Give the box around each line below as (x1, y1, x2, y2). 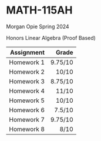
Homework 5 (9, 96, 45, 105)
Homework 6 (9, 106, 45, 114)
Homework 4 (9, 86, 45, 95)
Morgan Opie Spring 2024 (6, 23, 69, 30)
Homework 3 (9, 77, 45, 85)
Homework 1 (9, 58, 45, 66)
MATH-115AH (6, 4, 73, 17)
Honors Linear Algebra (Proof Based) (6, 34, 96, 41)
